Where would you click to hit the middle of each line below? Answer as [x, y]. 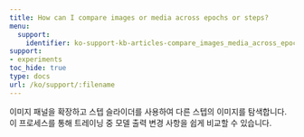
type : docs [30, 77]
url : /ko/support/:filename [62, 85]
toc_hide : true [38, 68]
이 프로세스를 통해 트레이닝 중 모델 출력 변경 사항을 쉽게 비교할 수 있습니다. [141, 123]
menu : [19, 26]
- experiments [36, 59]
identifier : [48, 43]
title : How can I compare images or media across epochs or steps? [139, 18]
